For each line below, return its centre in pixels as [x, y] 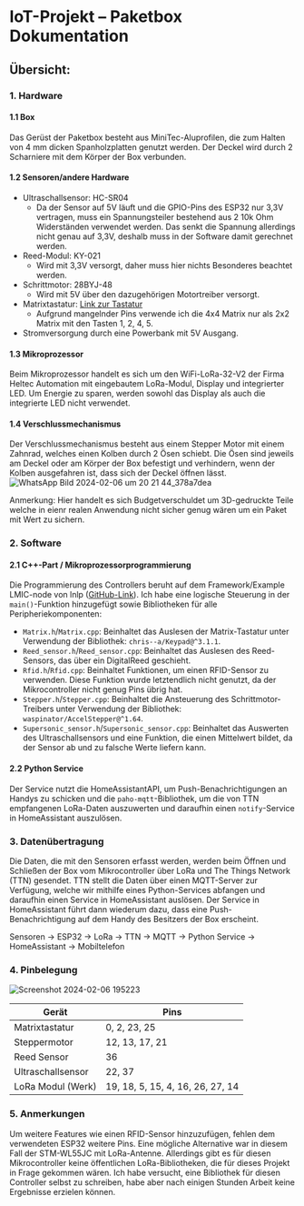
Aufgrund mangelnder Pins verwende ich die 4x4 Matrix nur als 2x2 [163, 313]
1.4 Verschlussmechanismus [65, 424]
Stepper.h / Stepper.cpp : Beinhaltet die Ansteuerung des [126, 699]
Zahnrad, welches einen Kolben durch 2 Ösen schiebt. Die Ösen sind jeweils [152, 454]
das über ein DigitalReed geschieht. [124, 660]
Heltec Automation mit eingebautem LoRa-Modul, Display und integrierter [147, 384]
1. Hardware [36, 95]
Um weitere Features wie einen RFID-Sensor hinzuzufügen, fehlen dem [142, 1133]
